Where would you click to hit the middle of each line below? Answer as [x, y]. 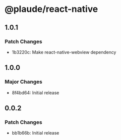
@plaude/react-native [51, 9]
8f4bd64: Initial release [35, 93]
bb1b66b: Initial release [35, 133]
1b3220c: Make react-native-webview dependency [64, 52]
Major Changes [24, 82]
